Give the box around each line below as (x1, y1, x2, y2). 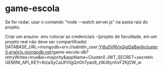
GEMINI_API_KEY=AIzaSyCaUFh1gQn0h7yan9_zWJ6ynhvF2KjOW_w (5, 59, 142, 65)
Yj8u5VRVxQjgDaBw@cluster (99, 44, 158, 50)
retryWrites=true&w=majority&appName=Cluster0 (5, 54, 106, 60)
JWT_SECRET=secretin (106, 54, 153, 60)
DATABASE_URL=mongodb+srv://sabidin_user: (5, 44, 99, 50)
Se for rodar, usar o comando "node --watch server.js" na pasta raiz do (5, 19, 148, 25)
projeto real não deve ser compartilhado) (5, 38, 87, 44)
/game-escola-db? (51, 49, 89, 55)
